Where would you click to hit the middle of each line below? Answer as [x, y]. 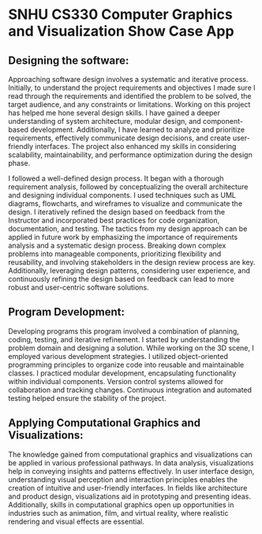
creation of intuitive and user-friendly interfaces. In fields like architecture [128, 487]
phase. [19, 163]
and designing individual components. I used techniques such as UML [122, 195]
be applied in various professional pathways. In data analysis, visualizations [131, 462]
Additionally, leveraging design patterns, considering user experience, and [129, 271]
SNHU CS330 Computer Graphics [120, 15]
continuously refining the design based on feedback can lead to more [122, 279]
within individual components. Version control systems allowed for [116, 381]
